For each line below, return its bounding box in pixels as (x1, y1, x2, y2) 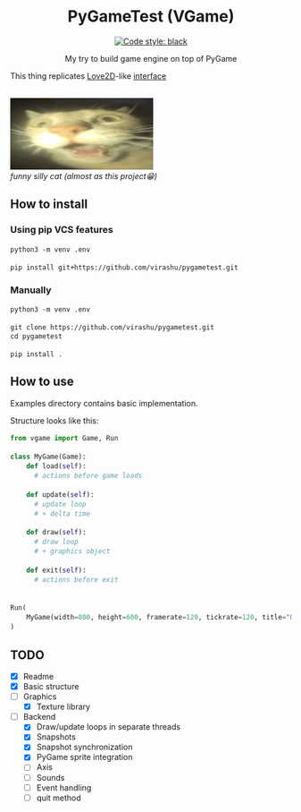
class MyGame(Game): (10, 452, 88, 462)
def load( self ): (26, 462, 88, 471)
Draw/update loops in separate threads (36, 722, 181, 732)
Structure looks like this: (10, 415, 99, 426)
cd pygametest (10, 331, 63, 341)
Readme (22, 671, 54, 681)
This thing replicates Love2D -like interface (10, 70, 167, 81)
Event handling (36, 782, 92, 793)
